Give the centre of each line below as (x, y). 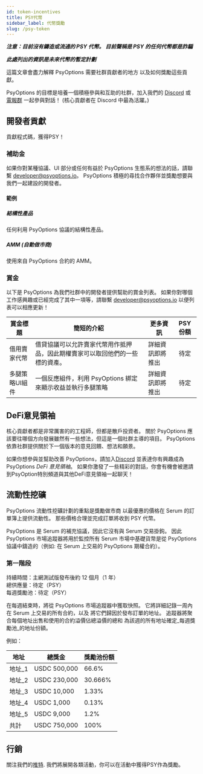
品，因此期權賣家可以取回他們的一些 (87, 354)
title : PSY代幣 (24, 18)
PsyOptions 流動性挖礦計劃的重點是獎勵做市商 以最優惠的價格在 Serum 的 (98, 510)
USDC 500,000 (56, 669)
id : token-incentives (34, 12)
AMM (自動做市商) (29, 245)
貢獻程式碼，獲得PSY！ (35, 137)
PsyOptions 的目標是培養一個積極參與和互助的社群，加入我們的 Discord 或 (99, 93)
